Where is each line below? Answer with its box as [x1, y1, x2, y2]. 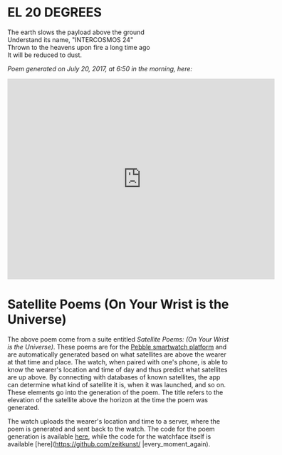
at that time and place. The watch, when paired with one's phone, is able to [7, 357, 228, 366]
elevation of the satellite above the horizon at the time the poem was [7, 395, 209, 404]
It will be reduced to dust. [7, 51, 83, 59]
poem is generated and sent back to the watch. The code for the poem [7, 424, 215, 433]
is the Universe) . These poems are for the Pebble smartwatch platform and [7, 342, 227, 351]
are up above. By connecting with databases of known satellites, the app [7, 372, 221, 382]
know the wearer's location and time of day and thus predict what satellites [7, 365, 228, 374]
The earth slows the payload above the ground [7, 28, 145, 36]
